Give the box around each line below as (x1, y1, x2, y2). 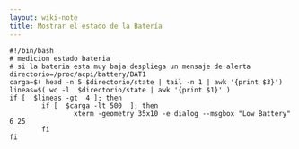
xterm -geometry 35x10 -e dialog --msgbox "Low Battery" (73, 109, 292, 118)
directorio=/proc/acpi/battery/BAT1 (9, 69, 146, 79)
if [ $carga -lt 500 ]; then (41, 101, 159, 110)
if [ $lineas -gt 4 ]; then (9, 93, 123, 102)
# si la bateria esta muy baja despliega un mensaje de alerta (9, 62, 251, 71)
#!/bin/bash (9, 46, 54, 55)
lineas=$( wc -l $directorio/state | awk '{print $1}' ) (9, 85, 231, 94)
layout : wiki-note (9, 13, 78, 22)
